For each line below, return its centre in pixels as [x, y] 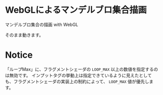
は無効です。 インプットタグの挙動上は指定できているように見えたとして [79, 75]
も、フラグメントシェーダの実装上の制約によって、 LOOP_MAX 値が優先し [77, 81]
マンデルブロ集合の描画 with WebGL [42, 24]
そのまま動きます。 [24, 35]
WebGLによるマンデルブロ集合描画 [76, 10]
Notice [19, 55]
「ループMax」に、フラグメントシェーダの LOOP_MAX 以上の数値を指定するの [82, 69]
